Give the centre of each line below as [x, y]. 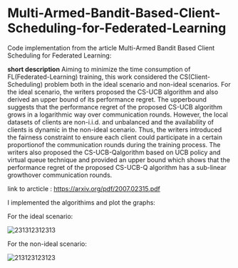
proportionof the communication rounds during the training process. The [114, 144]
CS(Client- [195, 77]
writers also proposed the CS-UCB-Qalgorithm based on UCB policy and [114, 152]
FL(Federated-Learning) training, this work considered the [93, 77]
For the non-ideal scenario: [47, 244]
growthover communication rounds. [60, 175]
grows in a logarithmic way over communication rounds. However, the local [118, 114]
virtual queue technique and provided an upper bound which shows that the [119, 160]
